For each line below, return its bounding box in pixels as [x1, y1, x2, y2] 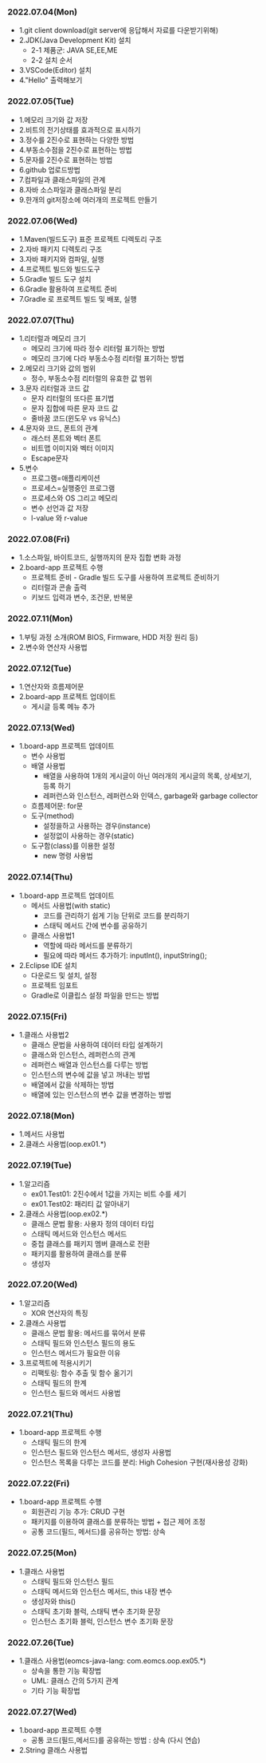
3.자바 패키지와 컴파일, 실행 [18, 254, 104, 263]
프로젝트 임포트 [30, 980, 79, 990]
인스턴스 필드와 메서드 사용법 [30, 1388, 121, 1397]
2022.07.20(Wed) [7, 1279, 78, 1291]
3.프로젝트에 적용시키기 [18, 1358, 92, 1367]
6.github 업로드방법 [18, 164, 81, 174]
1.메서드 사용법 [18, 1129, 65, 1139]
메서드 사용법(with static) [30, 900, 111, 910]
